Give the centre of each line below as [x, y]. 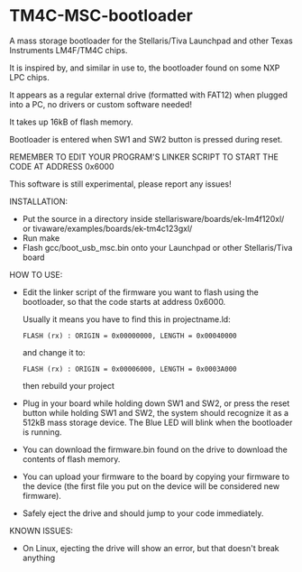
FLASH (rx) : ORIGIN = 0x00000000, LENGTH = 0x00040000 [129, 336]
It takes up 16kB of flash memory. [71, 122]
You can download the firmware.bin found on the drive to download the [155, 449]
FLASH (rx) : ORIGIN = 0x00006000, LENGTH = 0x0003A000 [129, 369]
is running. [42, 432]
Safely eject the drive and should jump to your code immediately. [143, 513]
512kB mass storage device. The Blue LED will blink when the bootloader [157, 422]
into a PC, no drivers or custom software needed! [101, 104]
